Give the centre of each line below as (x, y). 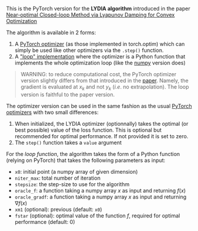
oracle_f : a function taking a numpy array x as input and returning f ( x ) (100, 190)
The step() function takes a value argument (68, 142)
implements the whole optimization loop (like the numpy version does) (100, 63)
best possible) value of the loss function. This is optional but (88, 130)
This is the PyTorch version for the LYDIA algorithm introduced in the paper (98, 9)
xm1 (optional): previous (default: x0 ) (58, 209)
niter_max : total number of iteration (57, 178)
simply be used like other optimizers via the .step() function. (89, 50)
